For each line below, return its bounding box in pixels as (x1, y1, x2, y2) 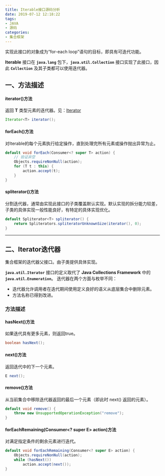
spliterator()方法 (5, 189, 39, 195)
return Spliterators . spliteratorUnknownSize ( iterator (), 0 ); (14, 221, 141, 226)
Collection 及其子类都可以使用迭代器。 (10, 65, 90, 71)
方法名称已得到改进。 (12, 292, 55, 298)
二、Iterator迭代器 (5, 245, 61, 253)
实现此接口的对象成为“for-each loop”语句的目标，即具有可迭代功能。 (5, 49, 144, 55)
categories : (5, 30, 29, 35)
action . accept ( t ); (23, 168, 60, 173)
